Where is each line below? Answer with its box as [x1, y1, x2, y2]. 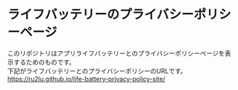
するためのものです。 [13, 57, 76, 66]
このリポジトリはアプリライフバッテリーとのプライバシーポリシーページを [7, 49, 225, 57]
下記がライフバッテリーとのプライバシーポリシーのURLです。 [7, 67, 187, 75]
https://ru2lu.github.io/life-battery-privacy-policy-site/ [7, 74, 166, 83]
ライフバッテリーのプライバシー [7, 6, 194, 23]
